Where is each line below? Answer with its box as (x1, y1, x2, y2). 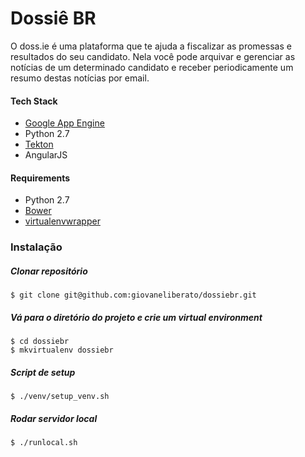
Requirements (10, 172, 71, 184)
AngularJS (24, 149, 68, 161)
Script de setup (10, 366, 76, 378)
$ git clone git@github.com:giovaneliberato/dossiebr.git (10, 290, 257, 301)
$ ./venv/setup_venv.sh (10, 392, 110, 402)
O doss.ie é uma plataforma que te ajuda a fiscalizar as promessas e (10, 40, 292, 52)
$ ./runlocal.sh (10, 438, 78, 448)
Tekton (24, 138, 54, 151)
